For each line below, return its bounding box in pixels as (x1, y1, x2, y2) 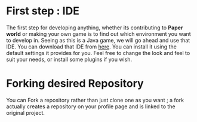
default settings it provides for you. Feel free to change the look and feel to (6, 49, 190, 56)
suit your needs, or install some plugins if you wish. (6, 56, 133, 63)
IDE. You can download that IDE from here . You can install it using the (6, 43, 177, 50)
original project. (6, 109, 45, 116)
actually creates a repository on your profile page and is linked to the (6, 103, 176, 110)
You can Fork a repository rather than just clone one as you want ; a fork (6, 96, 184, 103)
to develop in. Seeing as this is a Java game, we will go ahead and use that (6, 36, 190, 44)
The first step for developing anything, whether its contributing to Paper (6, 24, 183, 31)
